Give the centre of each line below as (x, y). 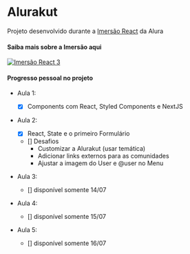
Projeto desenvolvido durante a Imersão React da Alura (85, 31)
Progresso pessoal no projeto (50, 78)
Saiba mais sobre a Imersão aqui (54, 47)
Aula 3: (27, 177)
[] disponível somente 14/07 (67, 190)
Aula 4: (27, 203)
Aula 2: (27, 120)
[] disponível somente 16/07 (67, 243)
